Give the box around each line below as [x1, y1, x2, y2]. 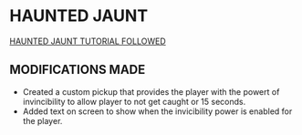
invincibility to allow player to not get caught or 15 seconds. [22, 96, 246, 107]
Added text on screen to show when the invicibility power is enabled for [22, 106, 293, 117]
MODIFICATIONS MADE [9, 62, 146, 78]
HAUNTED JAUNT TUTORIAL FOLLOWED [9, 36, 166, 47]
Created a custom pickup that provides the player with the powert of [22, 86, 280, 97]
